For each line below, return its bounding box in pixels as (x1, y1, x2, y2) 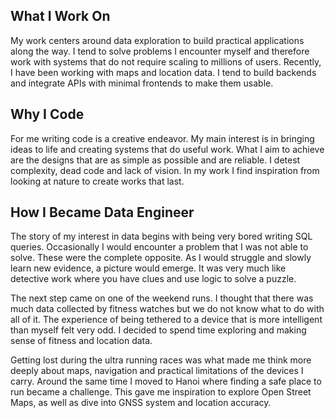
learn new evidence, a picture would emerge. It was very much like (10, 262, 287, 274)
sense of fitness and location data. (10, 335, 153, 347)
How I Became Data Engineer (10, 204, 195, 221)
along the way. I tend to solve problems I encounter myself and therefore (10, 45, 310, 57)
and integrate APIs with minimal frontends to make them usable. (10, 77, 274, 89)
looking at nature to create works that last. (10, 175, 185, 187)
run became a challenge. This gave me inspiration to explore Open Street (10, 386, 312, 398)
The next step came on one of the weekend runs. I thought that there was (10, 292, 314, 304)
